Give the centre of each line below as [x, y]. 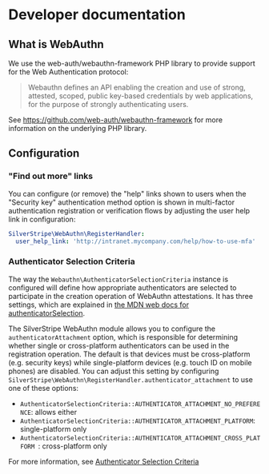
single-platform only [53, 428]
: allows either [54, 412]
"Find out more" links [51, 176]
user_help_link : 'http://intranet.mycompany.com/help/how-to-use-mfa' [136, 241]
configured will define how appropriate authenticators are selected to [122, 287]
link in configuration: [42, 219]
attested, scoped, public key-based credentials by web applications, [141, 96]
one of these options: [43, 388]
